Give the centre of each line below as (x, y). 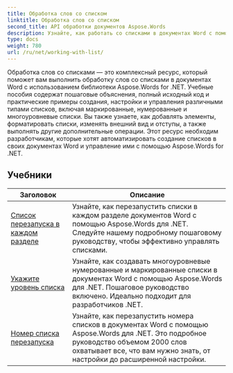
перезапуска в (35, 224)
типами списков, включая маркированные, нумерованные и (97, 109)
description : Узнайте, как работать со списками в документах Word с (110, 33)
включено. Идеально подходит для (131, 296)
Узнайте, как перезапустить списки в (135, 206)
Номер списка (35, 333)
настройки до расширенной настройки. (139, 359)
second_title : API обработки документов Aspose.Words (87, 26)
